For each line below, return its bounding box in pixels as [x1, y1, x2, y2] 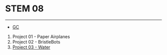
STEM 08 [5, 3, 44, 14]
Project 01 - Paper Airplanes [12, 33, 71, 40]
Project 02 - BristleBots [12, 39, 61, 45]
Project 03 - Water [12, 44, 51, 50]
